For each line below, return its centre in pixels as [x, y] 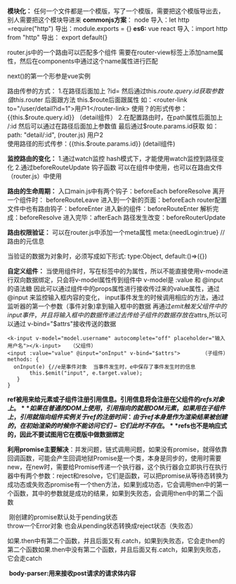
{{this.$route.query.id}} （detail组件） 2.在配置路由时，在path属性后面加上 [115, 117]
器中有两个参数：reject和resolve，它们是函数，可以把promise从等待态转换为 [118, 476]
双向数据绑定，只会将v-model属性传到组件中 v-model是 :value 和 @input [118, 280]
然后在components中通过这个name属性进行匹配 [88, 61]
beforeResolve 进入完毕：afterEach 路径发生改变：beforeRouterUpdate [123, 218]
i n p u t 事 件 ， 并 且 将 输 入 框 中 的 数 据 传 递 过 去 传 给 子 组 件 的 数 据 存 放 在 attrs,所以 [114, 315]
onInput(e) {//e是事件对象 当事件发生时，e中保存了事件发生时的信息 [105, 367]
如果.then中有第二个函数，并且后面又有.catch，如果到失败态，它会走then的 [116, 541]
